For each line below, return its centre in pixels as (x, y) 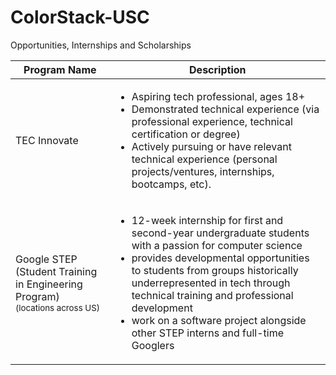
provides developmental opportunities (220, 258)
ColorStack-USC (80, 17)
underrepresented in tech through (211, 283)
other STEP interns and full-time (208, 333)
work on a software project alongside (219, 320)
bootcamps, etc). (171, 184)
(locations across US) (57, 307)
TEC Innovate (47, 140)
